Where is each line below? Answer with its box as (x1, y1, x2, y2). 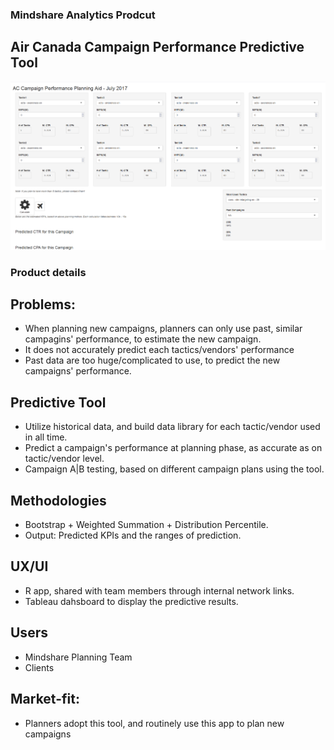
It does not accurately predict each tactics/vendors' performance (24, 344, 295, 356)
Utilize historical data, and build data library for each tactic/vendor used (24, 421, 321, 433)
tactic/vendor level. (24, 453, 105, 465)
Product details (10, 265, 87, 279)
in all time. (24, 431, 68, 443)
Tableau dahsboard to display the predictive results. (24, 595, 239, 607)
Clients (24, 661, 55, 673)
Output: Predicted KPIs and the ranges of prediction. (24, 529, 242, 542)
